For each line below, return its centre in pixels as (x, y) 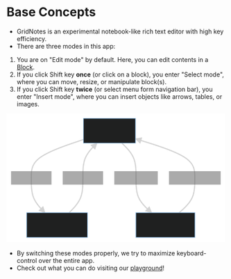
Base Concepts (51, 12)
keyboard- (191, 253)
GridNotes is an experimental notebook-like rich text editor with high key (120, 31)
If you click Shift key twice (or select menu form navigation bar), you (114, 89)
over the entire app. (67, 261)
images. (28, 104)
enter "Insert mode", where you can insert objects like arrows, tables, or (119, 96)
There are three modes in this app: (66, 46)
